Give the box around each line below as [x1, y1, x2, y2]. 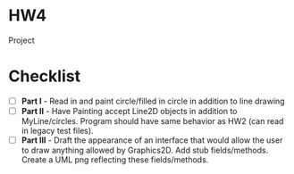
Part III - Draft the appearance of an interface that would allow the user [21, 135, 283, 145]
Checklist [8, 66, 81, 87]
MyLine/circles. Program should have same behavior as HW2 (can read [21, 116, 284, 126]
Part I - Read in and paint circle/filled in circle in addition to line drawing [21, 95, 285, 106]
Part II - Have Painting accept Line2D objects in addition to [21, 105, 238, 116]
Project [8, 35, 35, 46]
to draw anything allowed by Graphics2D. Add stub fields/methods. [21, 145, 269, 156]
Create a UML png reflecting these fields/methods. [21, 154, 209, 165]
